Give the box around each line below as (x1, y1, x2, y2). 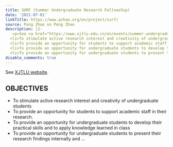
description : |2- (5, 27, 43, 32)
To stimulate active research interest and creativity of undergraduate (12, 98, 159, 104)
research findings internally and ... (12, 136, 86, 142)
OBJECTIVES (5, 84, 48, 93)
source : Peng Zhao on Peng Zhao (5, 22, 75, 27)
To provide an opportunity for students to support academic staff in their (12, 109, 167, 115)
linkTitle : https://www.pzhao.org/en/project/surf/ (5, 17, 118, 22)
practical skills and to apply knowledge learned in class (12, 125, 130, 131)
